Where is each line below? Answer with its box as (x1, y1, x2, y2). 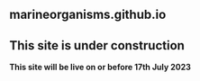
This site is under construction (9, 38, 185, 53)
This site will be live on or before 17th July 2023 (9, 62, 192, 73)
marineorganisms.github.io (9, 7, 167, 22)
